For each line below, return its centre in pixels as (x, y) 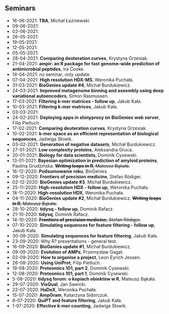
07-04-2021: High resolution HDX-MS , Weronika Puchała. (73, 80)
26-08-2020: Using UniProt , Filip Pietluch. (57, 262)
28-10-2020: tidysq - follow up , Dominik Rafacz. (63, 209)
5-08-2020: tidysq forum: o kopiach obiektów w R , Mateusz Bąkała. (84, 279)
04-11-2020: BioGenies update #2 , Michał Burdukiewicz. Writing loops (87, 198)
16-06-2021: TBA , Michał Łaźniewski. (51, 20)
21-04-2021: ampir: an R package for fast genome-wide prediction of (86, 63)
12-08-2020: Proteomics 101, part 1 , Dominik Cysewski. (70, 273)
